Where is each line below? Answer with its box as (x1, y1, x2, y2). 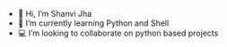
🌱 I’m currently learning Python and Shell (17, 18, 170, 28)
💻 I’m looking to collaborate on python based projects (17, 27, 219, 38)
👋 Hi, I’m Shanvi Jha (17, 9, 92, 19)
